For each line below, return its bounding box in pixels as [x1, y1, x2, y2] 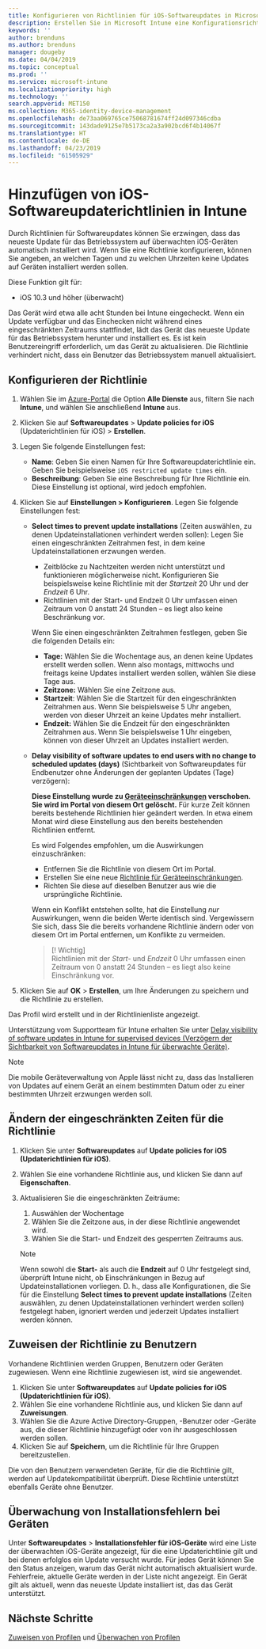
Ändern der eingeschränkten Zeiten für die [8, 1112, 224, 1126]
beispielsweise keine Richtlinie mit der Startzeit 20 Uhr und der [43, 579, 249, 588]
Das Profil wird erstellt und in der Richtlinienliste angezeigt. [8, 1010, 200, 1019]
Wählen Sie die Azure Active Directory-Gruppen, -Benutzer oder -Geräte [19, 1416, 256, 1426]
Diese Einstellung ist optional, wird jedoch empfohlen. [31, 482, 207, 492]
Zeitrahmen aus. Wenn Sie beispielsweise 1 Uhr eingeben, [43, 728, 232, 736]
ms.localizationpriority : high [8, 85, 112, 93]
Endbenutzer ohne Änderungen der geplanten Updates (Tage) [31, 768, 234, 777]
